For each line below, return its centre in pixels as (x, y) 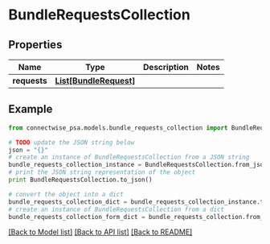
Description (166, 67)
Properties (35, 45)
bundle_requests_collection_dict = (68, 202)
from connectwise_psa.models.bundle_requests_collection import (118, 128)
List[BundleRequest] (95, 81)
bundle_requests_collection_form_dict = (77, 217)
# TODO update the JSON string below (72, 143)
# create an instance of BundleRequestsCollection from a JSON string (129, 157)
